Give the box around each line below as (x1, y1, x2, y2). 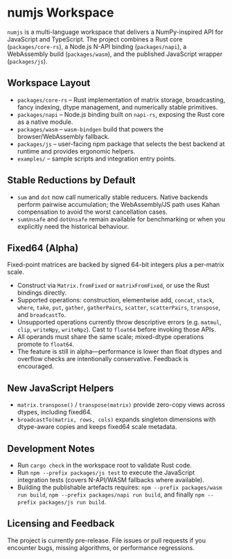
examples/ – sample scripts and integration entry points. (17, 154, 177, 163)
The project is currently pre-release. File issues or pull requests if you (7, 536, 206, 544)
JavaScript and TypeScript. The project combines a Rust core (7, 35, 183, 43)
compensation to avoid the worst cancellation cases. (17, 208, 168, 216)
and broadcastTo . (17, 311, 66, 319)
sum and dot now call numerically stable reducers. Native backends (17, 192, 208, 201)
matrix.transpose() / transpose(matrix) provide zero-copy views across (17, 401, 225, 409)
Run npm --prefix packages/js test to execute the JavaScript (17, 468, 195, 477)
